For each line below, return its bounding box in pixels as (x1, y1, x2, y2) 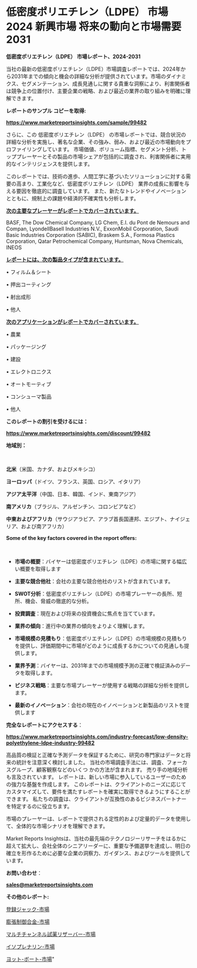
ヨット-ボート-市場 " (6, 955, 55, 962)
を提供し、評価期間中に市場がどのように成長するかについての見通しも (14, 642, 185, 649)
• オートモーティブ (6, 381, 52, 388)
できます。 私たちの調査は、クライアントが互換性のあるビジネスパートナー (6, 795, 186, 802)
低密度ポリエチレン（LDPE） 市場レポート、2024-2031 (6, 53, 141, 60)
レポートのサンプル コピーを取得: (6, 107, 86, 114)
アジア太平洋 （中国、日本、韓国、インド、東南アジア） (6, 490, 140, 497)
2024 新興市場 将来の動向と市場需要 (6, 20, 182, 33)
